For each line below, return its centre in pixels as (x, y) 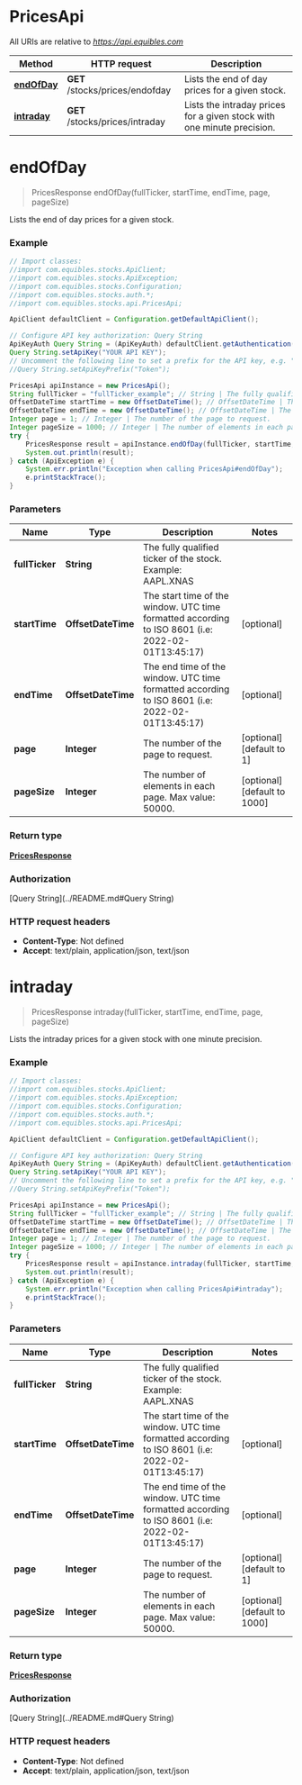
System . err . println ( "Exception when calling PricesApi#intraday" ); (154, 1289)
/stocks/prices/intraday (116, 122)
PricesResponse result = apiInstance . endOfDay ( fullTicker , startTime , (160, 444)
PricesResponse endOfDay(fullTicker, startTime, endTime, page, (151, 192)
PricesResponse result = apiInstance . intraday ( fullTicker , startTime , (160, 1264)
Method (36, 63)
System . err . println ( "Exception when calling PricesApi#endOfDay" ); (154, 469)
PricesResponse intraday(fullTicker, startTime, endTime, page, (147, 1012)
